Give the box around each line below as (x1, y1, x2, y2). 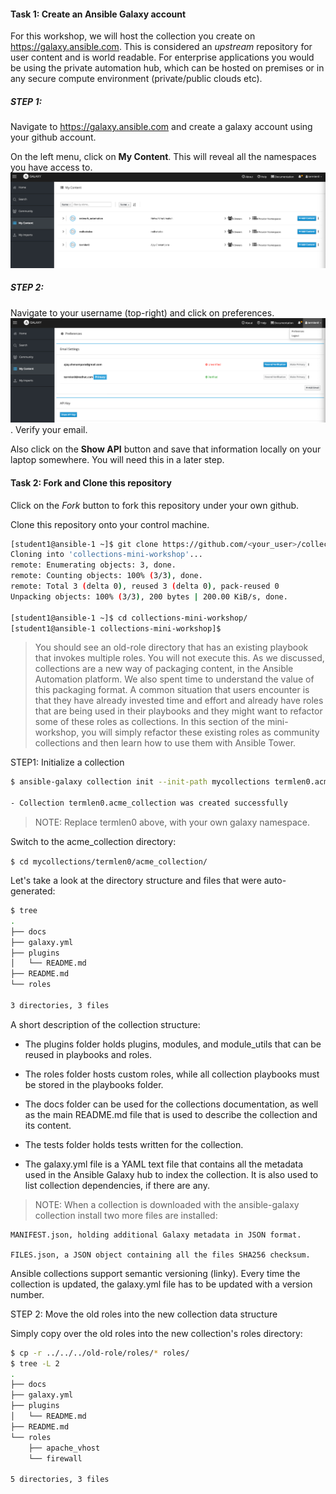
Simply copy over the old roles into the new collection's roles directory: (10, 1327, 303, 1339)
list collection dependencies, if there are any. (24, 1179, 210, 1191)
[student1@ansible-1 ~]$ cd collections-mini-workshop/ (10, 613, 248, 623)
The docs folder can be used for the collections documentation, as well (24, 1098, 319, 1110)
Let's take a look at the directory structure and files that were (10, 875, 262, 887)
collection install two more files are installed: (34, 1209, 218, 1221)
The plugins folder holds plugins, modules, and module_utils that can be (24, 1038, 322, 1050)
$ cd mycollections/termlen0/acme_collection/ (10, 857, 208, 867)
